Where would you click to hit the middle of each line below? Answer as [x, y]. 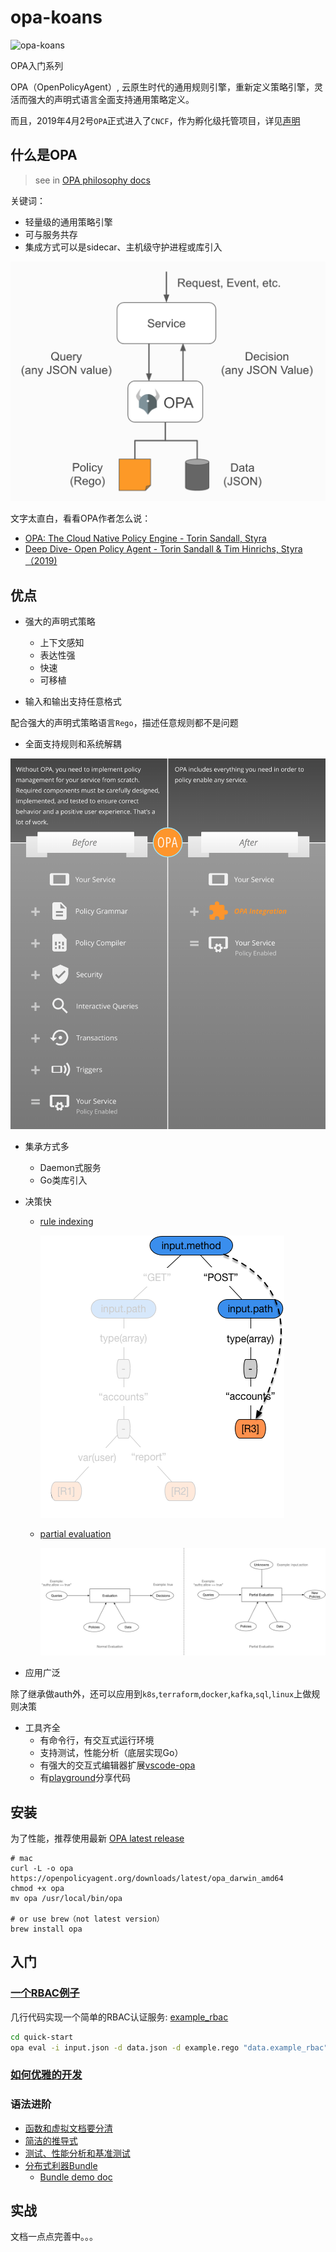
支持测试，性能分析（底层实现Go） [111, 1753]
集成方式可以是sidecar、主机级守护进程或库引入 [123, 247]
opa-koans [56, 17]
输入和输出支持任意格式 [73, 701]
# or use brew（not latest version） [87, 1919]
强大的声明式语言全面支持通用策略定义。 [111, 99]
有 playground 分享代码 [85, 1778]
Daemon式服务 [70, 1168]
